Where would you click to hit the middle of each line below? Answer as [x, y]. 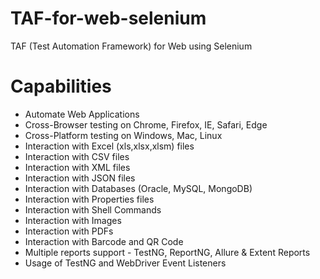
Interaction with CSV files [77, 156]
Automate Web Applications [82, 114]
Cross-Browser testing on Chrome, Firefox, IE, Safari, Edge [146, 124]
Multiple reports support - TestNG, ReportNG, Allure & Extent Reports [167, 252]
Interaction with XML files [77, 167]
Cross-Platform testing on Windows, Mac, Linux [123, 135]
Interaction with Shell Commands [93, 209]
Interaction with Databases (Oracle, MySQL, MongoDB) [138, 188]
